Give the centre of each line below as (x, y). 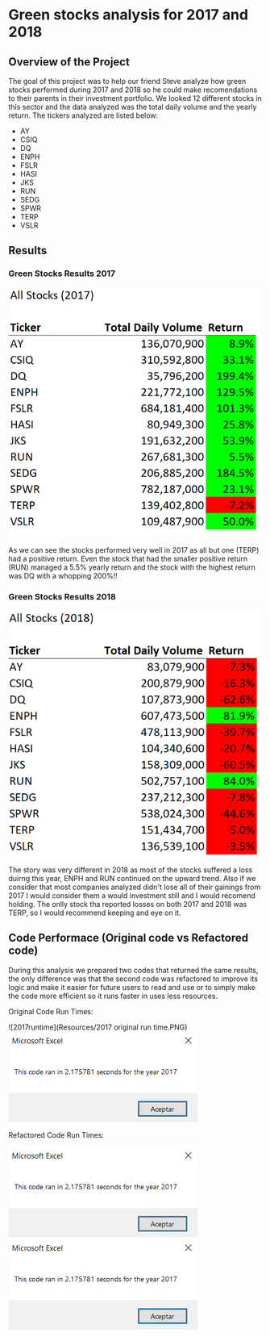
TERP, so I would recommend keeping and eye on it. (95, 913)
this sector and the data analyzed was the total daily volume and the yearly (133, 107)
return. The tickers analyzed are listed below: (83, 115)
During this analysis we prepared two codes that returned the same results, (133, 970)
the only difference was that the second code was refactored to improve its (133, 979)
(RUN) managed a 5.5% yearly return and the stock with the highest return (132, 567)
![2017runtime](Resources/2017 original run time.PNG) (98, 1027)
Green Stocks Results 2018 (62, 597)
